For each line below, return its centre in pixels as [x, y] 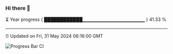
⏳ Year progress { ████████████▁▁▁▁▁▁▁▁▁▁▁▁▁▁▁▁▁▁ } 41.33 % [86, 19]
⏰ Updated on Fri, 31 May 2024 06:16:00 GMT [54, 36]
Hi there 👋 [18, 8]
